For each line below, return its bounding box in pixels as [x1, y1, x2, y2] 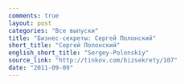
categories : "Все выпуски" [8, 26, 99, 34]
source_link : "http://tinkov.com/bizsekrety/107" [8, 57, 179, 65]
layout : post [8, 19, 52, 27]
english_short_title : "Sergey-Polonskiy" [8, 49, 150, 57]
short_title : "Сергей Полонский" [8, 42, 121, 50]
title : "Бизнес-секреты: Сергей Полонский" [8, 34, 157, 42]
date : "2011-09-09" [8, 64, 74, 72]
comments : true [8, 11, 60, 20]
